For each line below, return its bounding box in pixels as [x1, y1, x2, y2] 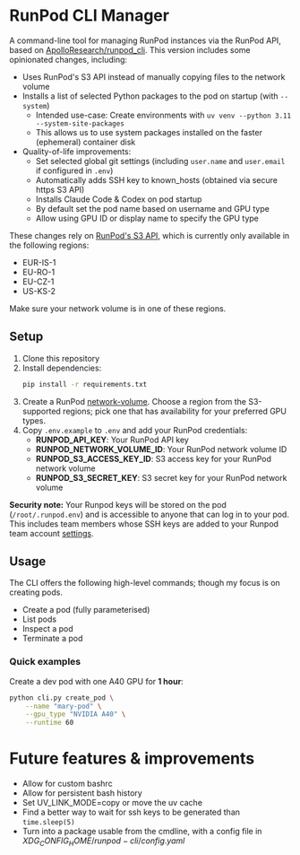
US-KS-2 [21, 285, 56, 296]
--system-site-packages [35, 118, 125, 128]
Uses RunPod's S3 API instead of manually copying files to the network [21, 71, 286, 82]
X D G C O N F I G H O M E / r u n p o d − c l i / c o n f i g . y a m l [21, 835, 185, 848]
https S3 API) [35, 184, 85, 195]
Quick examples [9, 656, 81, 668]
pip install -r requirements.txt [21, 380, 148, 388]
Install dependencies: [21, 362, 102, 373]
